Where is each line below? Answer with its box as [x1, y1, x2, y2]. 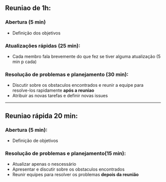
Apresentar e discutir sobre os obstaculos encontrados [12, 166, 125, 172]
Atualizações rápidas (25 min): [5, 42, 81, 49]
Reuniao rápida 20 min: [5, 111, 78, 120]
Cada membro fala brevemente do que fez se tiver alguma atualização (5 [12, 53, 161, 59]
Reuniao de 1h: [5, 4, 51, 12]
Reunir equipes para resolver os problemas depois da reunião [12, 172, 139, 178]
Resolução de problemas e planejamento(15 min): [5, 150, 126, 157]
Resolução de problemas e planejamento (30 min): [5, 71, 128, 78]
